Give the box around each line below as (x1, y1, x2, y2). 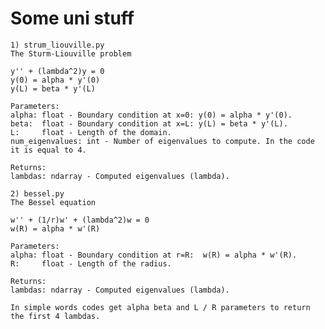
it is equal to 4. (10, 145, 87, 155)
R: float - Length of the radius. (10, 258, 172, 269)
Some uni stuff (10, 7, 135, 30)
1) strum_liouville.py (10, 40, 105, 50)
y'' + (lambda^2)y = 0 (10, 66, 105, 76)
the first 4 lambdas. (10, 311, 101, 321)
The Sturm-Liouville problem (10, 48, 132, 59)
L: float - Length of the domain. (10, 127, 172, 137)
